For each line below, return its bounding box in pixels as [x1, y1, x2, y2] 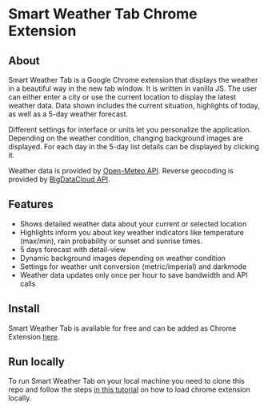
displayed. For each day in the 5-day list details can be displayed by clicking [8, 142, 260, 151]
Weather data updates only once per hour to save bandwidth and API [19, 270, 248, 279]
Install [8, 302, 40, 315]
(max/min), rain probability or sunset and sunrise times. [19, 236, 202, 246]
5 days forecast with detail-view [19, 244, 126, 254]
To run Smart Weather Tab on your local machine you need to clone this [8, 376, 246, 386]
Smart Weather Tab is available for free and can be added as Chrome [8, 323, 237, 333]
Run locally [8, 355, 66, 369]
